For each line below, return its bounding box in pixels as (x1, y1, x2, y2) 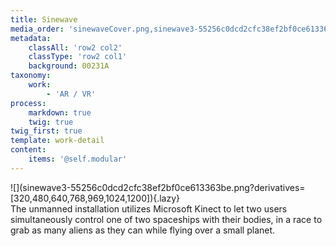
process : (10, 98, 47, 108)
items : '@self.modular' (28, 154, 128, 164)
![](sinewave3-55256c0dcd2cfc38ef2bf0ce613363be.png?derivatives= (10, 181, 306, 193)
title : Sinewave (10, 14, 78, 25)
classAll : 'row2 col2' (28, 42, 123, 53)
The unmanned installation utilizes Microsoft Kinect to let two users (10, 202, 288, 215)
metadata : (10, 33, 52, 43)
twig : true (28, 117, 74, 127)
